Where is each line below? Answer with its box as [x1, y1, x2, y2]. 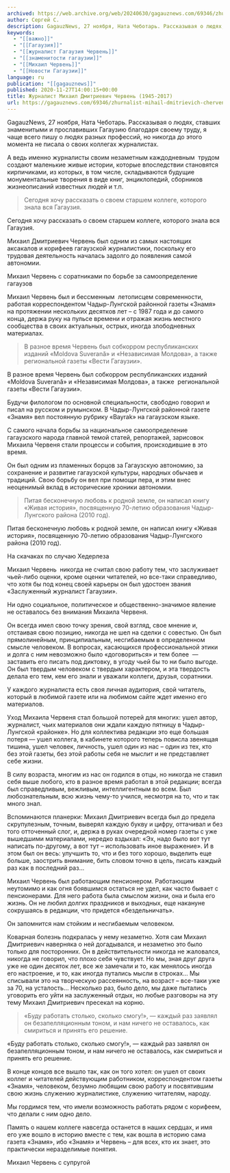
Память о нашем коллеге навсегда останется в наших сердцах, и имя [7, 1123, 213, 1131]
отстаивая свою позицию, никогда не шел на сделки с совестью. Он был [7, 628, 222, 637]
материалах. [7, 329, 44, 337]
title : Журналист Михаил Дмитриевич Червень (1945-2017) [7, 93, 173, 100]
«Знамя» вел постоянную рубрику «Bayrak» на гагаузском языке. [7, 412, 201, 420]
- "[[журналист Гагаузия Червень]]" [13, 49, 118, 56]
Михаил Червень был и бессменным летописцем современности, [7, 292, 203, 300]
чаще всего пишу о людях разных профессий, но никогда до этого [7, 132, 203, 141]
